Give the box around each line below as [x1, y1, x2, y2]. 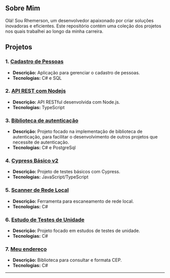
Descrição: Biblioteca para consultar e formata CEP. [12, 257, 122, 263]
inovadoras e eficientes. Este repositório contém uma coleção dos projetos [5, 23, 161, 29]
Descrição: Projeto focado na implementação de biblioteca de [12, 128, 143, 134]
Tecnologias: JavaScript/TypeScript [12, 174, 89, 180]
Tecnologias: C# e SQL [12, 75, 62, 81]
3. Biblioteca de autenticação [5, 117, 78, 124]
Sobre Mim [5, 4, 40, 13]
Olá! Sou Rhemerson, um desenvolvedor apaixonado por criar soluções [5, 17, 154, 23]
